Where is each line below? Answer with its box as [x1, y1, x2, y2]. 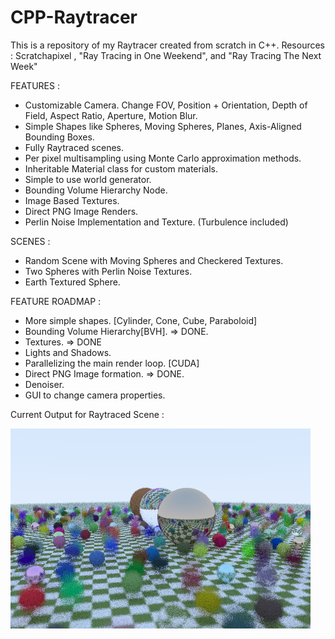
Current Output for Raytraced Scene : [10, 408, 165, 420]
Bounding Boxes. [24, 131, 95, 143]
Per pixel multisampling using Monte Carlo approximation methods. [24, 152, 302, 164]
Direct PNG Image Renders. [24, 205, 139, 217]
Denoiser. [24, 378, 65, 390]
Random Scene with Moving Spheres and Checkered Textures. [24, 254, 284, 266]
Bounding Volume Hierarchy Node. [24, 184, 168, 196]
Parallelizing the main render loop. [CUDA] [24, 357, 200, 369]
